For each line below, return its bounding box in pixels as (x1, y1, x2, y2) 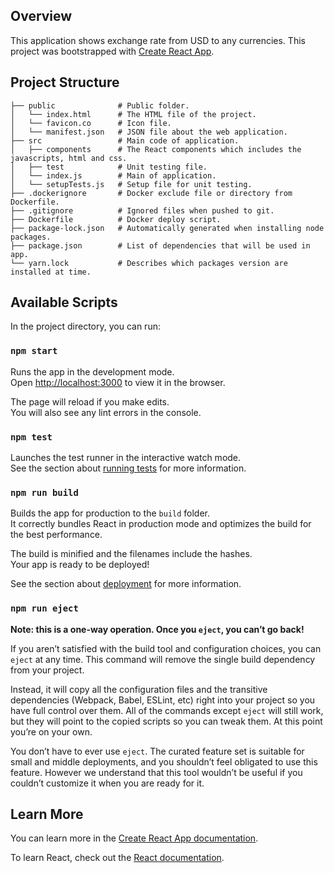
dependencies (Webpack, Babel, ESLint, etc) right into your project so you (10, 694, 316, 706)
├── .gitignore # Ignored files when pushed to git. (10, 205, 275, 216)
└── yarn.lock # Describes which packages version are (10, 258, 288, 268)
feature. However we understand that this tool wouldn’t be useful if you (10, 766, 303, 778)
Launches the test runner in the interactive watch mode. (10, 452, 242, 464)
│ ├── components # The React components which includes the (10, 144, 302, 154)
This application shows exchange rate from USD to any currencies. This (10, 34, 306, 46)
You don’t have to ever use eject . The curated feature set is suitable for (10, 745, 305, 757)
